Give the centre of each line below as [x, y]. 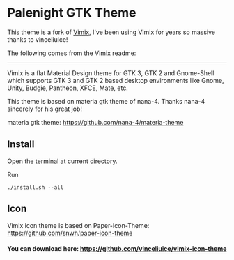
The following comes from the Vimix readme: [72, 53]
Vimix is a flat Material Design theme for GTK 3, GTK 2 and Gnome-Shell [111, 73]
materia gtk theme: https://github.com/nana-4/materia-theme [95, 122]
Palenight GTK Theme [72, 13]
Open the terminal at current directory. [62, 161]
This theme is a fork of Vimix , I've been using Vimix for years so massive [111, 32]
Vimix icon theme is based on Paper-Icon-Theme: [78, 225]
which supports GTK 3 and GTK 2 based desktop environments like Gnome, [116, 80]
